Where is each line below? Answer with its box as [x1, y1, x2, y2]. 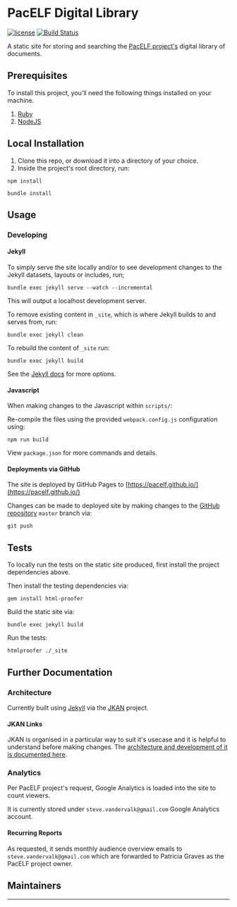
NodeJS [17, 117, 42, 125]
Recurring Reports [7, 829, 63, 837]
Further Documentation [7, 666, 113, 678]
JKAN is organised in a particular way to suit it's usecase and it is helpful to [7, 735, 226, 744]
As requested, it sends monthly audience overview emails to [7, 844, 183, 853]
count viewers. [7, 791, 51, 800]
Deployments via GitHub [7, 464, 80, 473]
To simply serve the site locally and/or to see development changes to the [7, 263, 222, 272]
